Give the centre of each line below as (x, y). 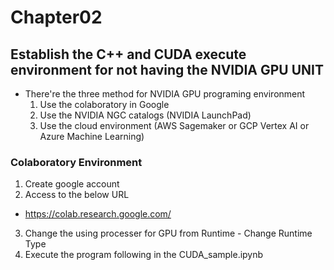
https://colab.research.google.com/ (98, 214)
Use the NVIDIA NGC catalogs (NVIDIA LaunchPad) (145, 115)
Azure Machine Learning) (92, 136)
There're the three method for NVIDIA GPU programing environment (165, 94)
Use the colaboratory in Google (104, 104)
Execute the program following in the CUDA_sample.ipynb (144, 255)
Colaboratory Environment (76, 162)
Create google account (72, 184)
